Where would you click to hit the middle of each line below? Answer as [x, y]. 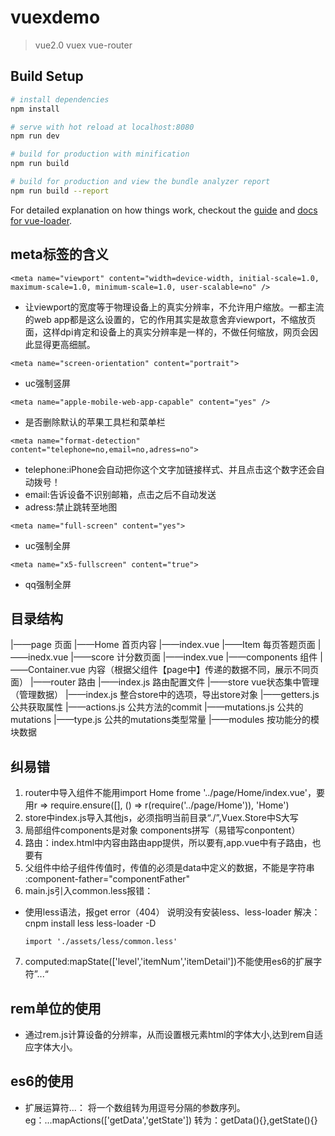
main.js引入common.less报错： [89, 891]
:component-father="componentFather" [107, 879]
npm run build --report [60, 191]
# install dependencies [60, 99]
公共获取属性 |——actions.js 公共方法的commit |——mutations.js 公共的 [157, 707]
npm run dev [35, 136]
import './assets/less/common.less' [101, 942]
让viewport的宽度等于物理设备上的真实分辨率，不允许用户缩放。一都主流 [174, 307]
